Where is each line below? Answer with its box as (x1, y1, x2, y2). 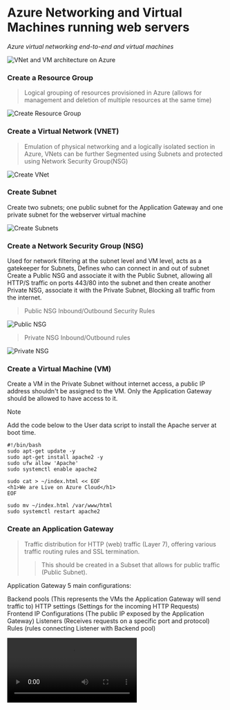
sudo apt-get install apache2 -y (7, 454, 104, 461)
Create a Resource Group (7, 72, 93, 82)
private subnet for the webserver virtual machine (7, 210, 146, 219)
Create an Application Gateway (7, 524, 114, 534)
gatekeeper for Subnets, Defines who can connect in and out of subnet (7, 264, 209, 273)
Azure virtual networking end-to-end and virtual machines (7, 42, 174, 50)
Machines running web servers (7, 19, 190, 35)
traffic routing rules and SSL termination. (23, 547, 140, 555)
